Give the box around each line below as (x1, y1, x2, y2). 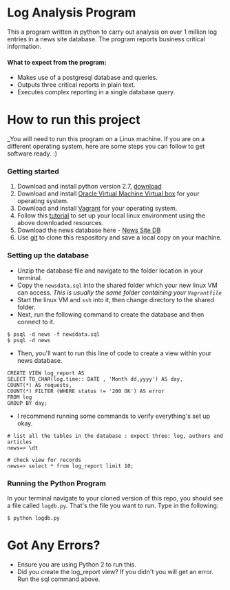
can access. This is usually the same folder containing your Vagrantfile (17, 288, 222, 297)
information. (7, 42, 42, 50)
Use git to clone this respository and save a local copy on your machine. (17, 233, 222, 242)
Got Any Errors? (7, 538, 101, 554)
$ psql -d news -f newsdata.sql (7, 330, 100, 338)
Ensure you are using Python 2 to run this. (17, 560, 136, 569)
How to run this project (7, 112, 141, 128)
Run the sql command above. (17, 575, 101, 583)
